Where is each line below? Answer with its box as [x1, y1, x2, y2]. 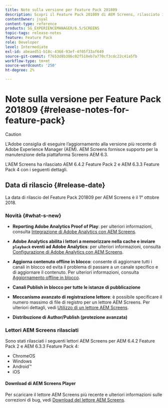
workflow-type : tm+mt [5, 58, 50, 63]
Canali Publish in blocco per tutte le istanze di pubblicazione [12, 284, 141, 290]
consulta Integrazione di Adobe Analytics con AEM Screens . [12, 229, 136, 235]
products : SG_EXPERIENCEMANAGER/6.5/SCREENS [5, 26, 99, 31]
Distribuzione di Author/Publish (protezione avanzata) [12, 314, 127, 320]
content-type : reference [5, 21, 57, 26]
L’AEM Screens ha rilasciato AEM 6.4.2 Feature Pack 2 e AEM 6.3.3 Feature [5, 161, 160, 167]
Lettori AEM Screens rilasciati [5, 327, 79, 334]
